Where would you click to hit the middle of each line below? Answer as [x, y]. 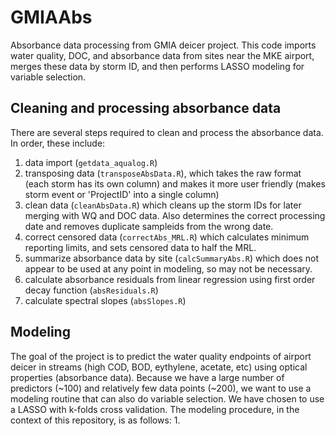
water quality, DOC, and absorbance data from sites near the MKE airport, [162, 55]
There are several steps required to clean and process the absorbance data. [167, 132]
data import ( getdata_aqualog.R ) [91, 162]
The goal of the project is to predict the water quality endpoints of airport [161, 356]
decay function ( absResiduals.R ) [91, 290]
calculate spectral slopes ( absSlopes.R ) [105, 300]
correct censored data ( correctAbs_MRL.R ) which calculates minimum [167, 237]
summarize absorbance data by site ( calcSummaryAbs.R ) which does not [171, 258]
